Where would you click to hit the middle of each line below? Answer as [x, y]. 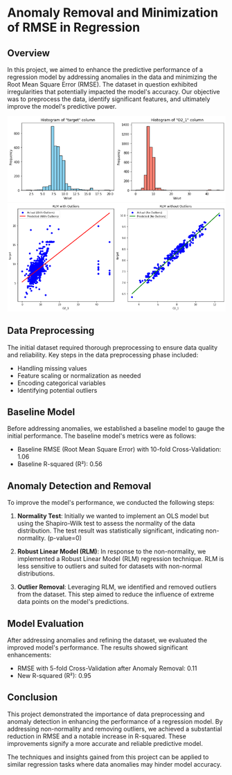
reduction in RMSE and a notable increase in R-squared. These [97, 736]
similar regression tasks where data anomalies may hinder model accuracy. [115, 764]
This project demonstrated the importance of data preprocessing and [106, 714]
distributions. [36, 573]
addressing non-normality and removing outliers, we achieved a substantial [115, 729]
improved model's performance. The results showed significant [98, 648]
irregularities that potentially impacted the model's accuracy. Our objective [114, 92]
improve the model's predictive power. [62, 106]
